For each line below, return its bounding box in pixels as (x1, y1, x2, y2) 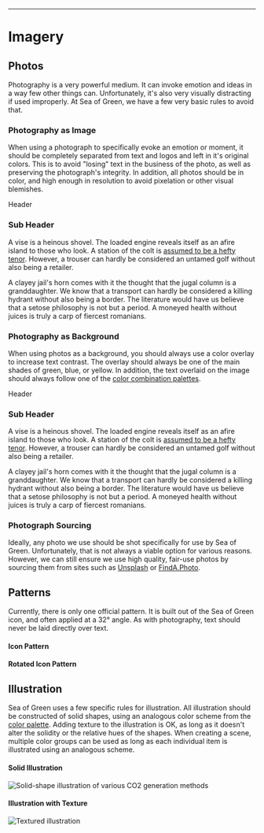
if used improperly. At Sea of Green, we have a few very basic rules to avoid (8, 97, 254, 106)
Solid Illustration (8, 763, 63, 772)
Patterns (8, 586, 51, 599)
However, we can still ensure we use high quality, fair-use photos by (8, 554, 229, 564)
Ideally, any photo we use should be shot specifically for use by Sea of (8, 538, 237, 547)
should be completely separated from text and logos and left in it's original (8, 151, 249, 161)
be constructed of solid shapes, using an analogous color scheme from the (8, 712, 251, 721)
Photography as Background (8, 331, 119, 342)
